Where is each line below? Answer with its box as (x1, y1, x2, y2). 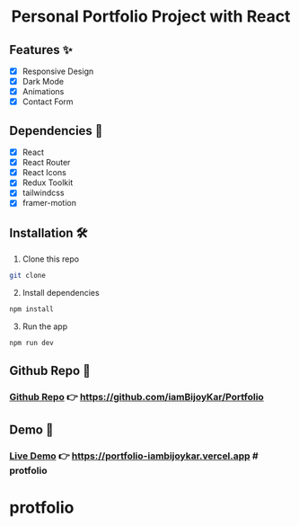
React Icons (22, 167, 67, 178)
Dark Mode (22, 76, 65, 87)
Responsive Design (22, 66, 94, 76)
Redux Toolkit (22, 177, 74, 188)
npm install (9, 305, 54, 314)
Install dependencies (22, 288, 101, 299)
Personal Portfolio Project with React (11, 6, 291, 27)
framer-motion (22, 198, 76, 209)
